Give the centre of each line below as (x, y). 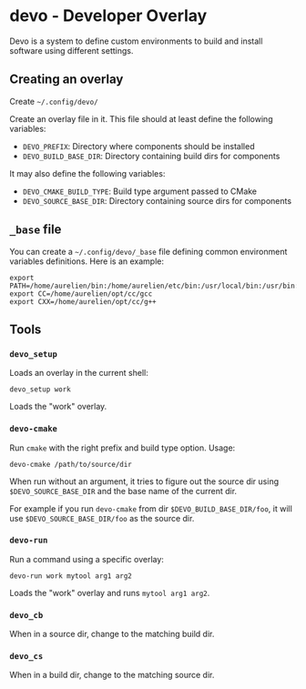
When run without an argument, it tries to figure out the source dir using (144, 481)
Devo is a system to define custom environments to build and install (136, 41)
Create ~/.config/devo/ (54, 101)
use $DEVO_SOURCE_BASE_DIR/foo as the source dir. (102, 518)
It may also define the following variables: (87, 173)
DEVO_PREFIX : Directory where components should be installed (138, 146)
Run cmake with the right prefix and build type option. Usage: (122, 448)
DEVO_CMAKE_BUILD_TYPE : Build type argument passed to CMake (140, 191)
